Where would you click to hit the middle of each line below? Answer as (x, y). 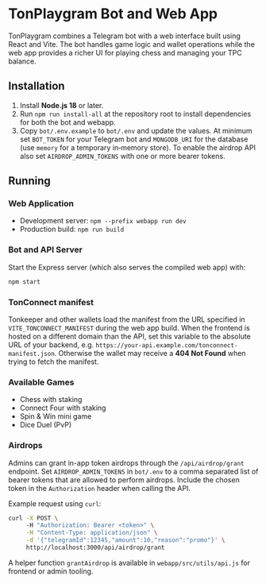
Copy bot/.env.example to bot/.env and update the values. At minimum (136, 130)
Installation (37, 86)
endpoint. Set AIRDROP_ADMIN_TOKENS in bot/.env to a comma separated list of (133, 471)
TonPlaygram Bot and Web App (113, 14)
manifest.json (32, 354)
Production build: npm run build (72, 229)
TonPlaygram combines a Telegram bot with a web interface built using (124, 36)
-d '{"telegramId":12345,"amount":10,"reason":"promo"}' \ (125, 540)
